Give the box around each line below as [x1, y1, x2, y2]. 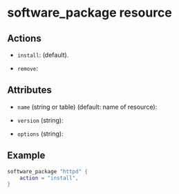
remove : [17, 64, 38, 72]
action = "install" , [19, 175, 79, 182]
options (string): [17, 130, 64, 138]
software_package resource [7, 5, 173, 21]
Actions [7, 33, 41, 44]
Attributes [7, 85, 52, 96]
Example [7, 150, 46, 161]
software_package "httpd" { [7, 168, 88, 175]
